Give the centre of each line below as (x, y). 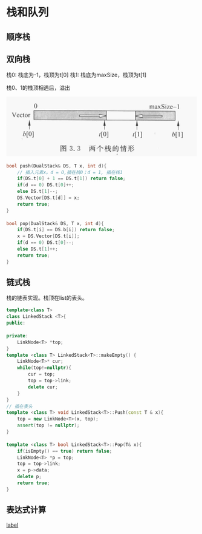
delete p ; (30, 477)
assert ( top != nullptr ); (48, 425)
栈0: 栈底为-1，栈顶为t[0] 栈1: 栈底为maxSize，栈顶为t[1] (77, 75)
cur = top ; (42, 374)
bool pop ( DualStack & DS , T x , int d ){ (55, 223)
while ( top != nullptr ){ (44, 368)
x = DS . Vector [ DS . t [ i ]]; (48, 236)
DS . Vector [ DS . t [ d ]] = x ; (48, 198)
